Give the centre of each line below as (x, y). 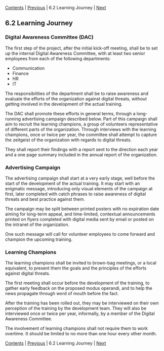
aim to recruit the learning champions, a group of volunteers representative (82, 124)
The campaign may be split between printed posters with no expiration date (82, 209)
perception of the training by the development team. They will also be (76, 308)
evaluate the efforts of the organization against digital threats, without (76, 98)
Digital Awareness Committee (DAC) (49, 37)
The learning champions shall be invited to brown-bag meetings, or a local (81, 263)
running (13, 119)
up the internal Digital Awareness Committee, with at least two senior (75, 53)
